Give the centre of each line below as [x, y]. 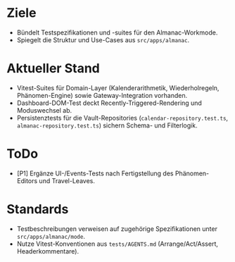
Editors [27, 180]
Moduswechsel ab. [44, 110]
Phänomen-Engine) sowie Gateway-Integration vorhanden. [102, 95]
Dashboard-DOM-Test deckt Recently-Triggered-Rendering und [109, 103]
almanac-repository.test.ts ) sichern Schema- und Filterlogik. [107, 125]
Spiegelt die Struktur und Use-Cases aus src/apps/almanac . [103, 39]
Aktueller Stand [53, 69]
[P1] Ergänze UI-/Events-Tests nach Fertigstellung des [95, 173]
